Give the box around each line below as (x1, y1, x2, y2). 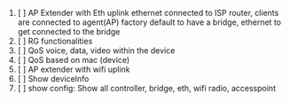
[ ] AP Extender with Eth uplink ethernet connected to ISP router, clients (17, 8, 279, 18)
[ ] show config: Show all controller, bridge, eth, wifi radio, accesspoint (17, 83, 277, 93)
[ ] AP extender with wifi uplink (17, 64, 130, 75)
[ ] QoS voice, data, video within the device (17, 45, 176, 56)
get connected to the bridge (17, 27, 121, 36)
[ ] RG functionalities (17, 35, 93, 46)
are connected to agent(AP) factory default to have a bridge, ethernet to (17, 17, 282, 27)
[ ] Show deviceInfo (17, 74, 90, 83)
